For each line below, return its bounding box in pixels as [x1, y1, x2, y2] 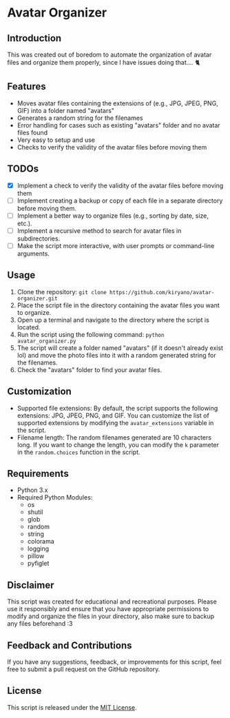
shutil [27, 508, 43, 516]
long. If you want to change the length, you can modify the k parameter [17, 440, 219, 449]
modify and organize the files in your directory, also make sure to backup [7, 612, 215, 621]
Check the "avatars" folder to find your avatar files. [17, 365, 163, 373]
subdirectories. [17, 234, 61, 243]
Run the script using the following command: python [17, 330, 165, 338]
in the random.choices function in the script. [17, 448, 140, 456]
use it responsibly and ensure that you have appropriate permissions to [7, 605, 209, 613]
